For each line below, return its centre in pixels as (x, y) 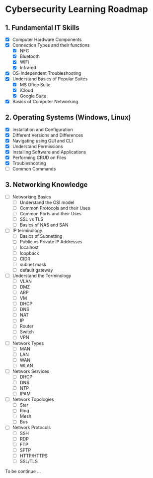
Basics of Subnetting (41, 236)
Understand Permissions (38, 146)
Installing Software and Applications (49, 152)
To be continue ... (23, 471)
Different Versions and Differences (48, 135)
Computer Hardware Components (47, 39)
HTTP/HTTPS (34, 456)
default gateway (36, 270)
